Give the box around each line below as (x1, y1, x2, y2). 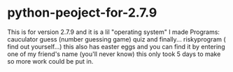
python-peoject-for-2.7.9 (7, 5, 157, 21)
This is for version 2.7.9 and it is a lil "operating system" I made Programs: (7, 28, 220, 36)
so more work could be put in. (7, 57, 94, 65)
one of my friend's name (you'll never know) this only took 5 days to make (7, 50, 221, 58)
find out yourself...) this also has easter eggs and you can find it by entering (7, 42, 225, 51)
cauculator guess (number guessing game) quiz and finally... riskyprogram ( (7, 35, 226, 43)
